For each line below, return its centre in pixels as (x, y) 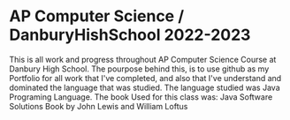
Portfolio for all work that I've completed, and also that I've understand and (145, 78)
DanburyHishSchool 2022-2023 (130, 35)
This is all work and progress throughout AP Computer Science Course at (143, 59)
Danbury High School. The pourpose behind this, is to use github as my (139, 69)
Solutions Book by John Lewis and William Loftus (99, 106)
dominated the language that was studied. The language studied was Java (145, 87)
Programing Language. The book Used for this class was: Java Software (141, 97)
